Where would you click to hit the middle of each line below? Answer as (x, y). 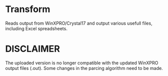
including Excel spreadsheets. (36, 28)
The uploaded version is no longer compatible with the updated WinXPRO (82, 63)
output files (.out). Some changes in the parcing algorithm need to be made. (84, 68)
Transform (28, 9)
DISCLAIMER (33, 49)
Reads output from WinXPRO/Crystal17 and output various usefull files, (79, 23)
